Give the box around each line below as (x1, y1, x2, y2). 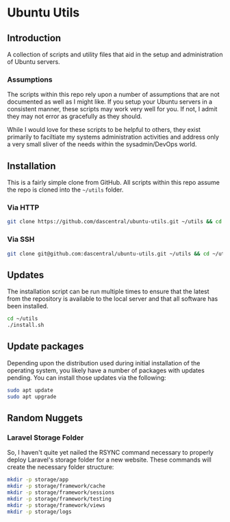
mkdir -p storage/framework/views (7, 501, 106, 509)
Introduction (7, 32, 62, 44)
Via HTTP (7, 203, 40, 212)
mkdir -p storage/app (7, 476, 69, 484)
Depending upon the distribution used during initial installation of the (7, 359, 201, 367)
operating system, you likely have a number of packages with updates (7, 366, 205, 374)
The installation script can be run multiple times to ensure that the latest (7, 287, 210, 296)
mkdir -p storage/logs (7, 508, 72, 515)
